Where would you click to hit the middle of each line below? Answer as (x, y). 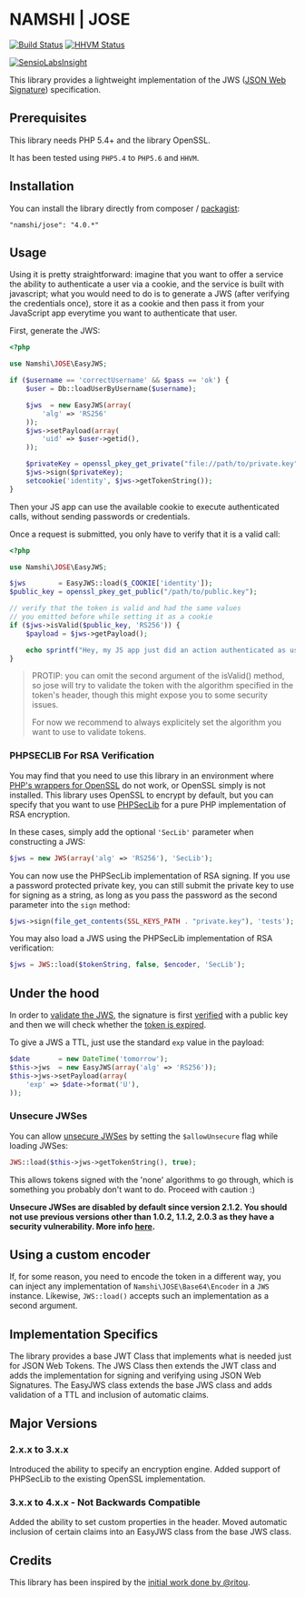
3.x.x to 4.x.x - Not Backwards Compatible (105, 1502)
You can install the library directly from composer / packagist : (125, 208)
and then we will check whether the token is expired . (108, 1025)
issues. (45, 705)
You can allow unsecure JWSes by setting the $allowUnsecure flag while (144, 1136)
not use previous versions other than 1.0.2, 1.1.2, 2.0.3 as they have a (142, 1216)
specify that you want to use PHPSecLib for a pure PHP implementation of (148, 804)
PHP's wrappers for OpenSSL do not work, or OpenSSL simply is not (138, 785)
